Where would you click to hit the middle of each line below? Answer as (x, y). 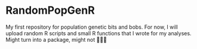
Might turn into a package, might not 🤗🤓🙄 (56, 39)
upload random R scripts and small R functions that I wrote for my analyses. (98, 33)
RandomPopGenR (50, 10)
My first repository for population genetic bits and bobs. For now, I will (92, 27)
